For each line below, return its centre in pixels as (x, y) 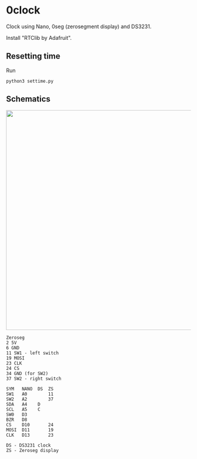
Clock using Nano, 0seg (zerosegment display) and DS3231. (79, 26)
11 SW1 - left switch (33, 353)
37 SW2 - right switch (34, 379)
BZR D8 (17, 420)
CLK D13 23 (30, 435)
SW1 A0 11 (30, 394)
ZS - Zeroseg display (33, 450)
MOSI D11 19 (30, 430)
